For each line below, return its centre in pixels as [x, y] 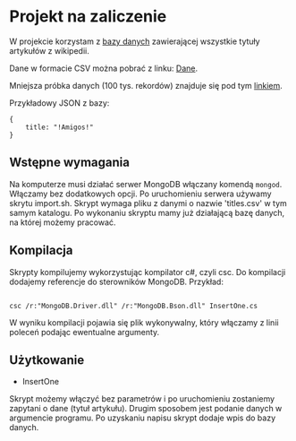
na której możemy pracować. [63, 222]
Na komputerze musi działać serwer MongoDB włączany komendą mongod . [146, 184]
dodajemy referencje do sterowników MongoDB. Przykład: [116, 281]
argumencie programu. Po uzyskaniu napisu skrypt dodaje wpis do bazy [143, 418]
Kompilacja [41, 251]
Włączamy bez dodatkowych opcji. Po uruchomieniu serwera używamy [140, 194]
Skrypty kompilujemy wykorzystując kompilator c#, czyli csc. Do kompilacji [148, 272]
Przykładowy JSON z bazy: [59, 103]
